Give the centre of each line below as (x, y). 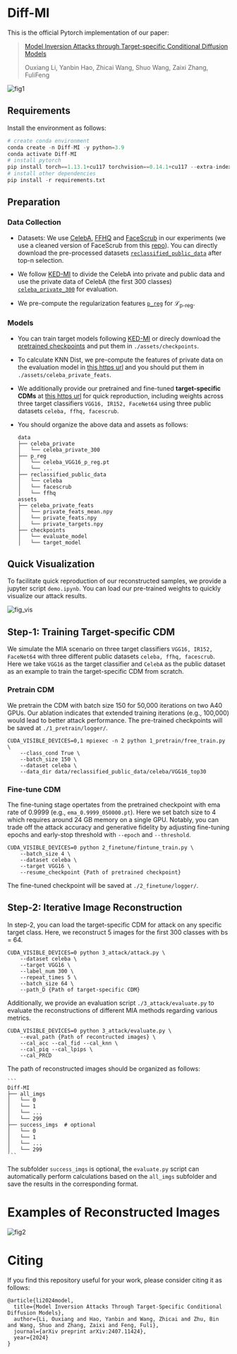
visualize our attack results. (47, 596)
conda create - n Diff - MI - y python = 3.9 (66, 147)
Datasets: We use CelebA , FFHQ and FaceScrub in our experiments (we (121, 237)
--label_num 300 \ (47, 971)
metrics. (19, 1018)
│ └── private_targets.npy (60, 524)
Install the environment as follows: (57, 128)
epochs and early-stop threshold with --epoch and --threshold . (99, 834)
